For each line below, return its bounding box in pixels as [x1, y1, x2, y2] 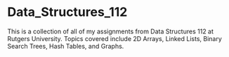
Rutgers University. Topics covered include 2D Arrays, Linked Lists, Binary [7, 34, 223, 42]
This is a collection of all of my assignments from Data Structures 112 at [7, 27, 214, 35]
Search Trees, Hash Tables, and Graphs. [7, 42, 124, 50]
